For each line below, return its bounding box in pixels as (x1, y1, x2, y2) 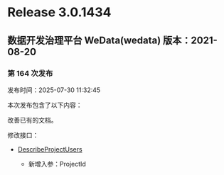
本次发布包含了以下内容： (7, 101, 82, 109)
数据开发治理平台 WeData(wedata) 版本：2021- (7, 34, 218, 46)
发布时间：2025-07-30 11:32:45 (7, 86, 101, 94)
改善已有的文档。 (7, 115, 58, 124)
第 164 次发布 (7, 68, 53, 78)
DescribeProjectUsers (17, 145, 83, 153)
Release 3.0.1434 (7, 4, 112, 21)
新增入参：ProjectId (28, 159, 87, 168)
